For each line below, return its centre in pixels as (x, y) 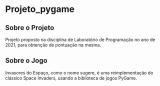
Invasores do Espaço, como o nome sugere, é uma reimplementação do (79, 72)
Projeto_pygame (40, 9)
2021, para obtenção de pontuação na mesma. (53, 45)
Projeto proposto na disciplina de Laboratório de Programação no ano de (80, 39)
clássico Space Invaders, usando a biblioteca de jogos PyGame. (71, 78)
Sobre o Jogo (26, 61)
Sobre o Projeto (30, 28)
